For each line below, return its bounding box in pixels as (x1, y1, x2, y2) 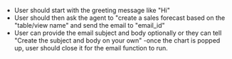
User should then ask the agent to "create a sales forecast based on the (14, 14, 226, 22)
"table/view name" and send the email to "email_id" (14, 21, 165, 29)
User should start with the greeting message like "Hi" (14, 6, 171, 14)
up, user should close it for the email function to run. (14, 44, 169, 52)
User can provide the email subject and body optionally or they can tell (14, 28, 222, 37)
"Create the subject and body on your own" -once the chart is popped (14, 36, 221, 45)
